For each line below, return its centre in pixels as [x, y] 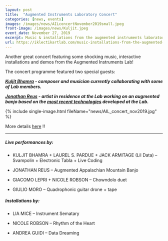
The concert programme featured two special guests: [60, 71]
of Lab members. [23, 86]
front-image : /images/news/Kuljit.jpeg [47, 28]
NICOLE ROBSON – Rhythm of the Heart [53, 223]
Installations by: [22, 201]
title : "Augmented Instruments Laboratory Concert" [61, 14]
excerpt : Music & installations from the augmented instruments [73, 38]
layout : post [19, 10]
